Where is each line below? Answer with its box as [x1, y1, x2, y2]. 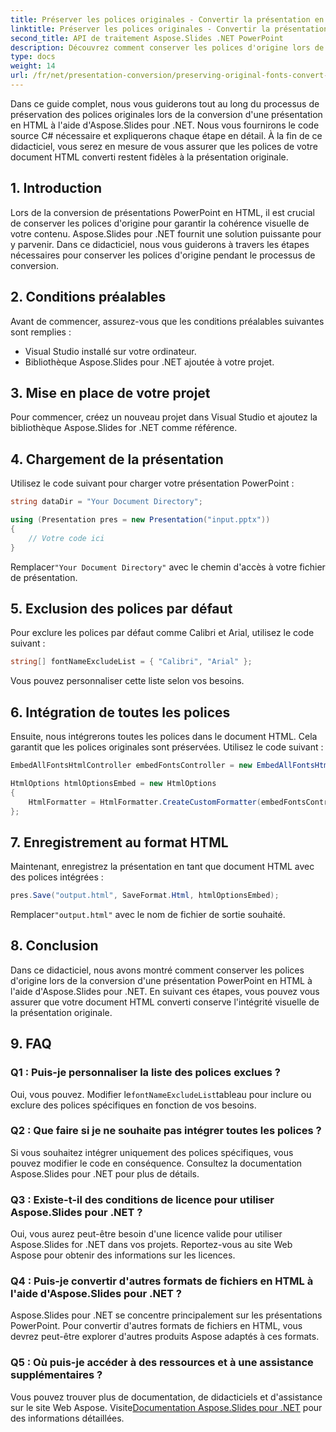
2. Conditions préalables [10, 289, 167, 306]
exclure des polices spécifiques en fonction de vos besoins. [10, 1099, 257, 1111]
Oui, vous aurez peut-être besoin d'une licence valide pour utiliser [10, 1228, 283, 1240]
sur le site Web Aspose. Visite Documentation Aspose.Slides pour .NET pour [10, 1401, 323, 1413]
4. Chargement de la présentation [10, 451, 224, 468]
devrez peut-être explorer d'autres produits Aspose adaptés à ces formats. [10, 1331, 320, 1343]
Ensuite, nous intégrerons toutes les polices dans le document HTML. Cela [10, 731, 318, 742]
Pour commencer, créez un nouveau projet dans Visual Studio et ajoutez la [10, 411, 318, 423]
